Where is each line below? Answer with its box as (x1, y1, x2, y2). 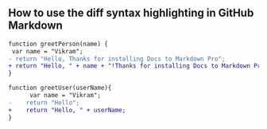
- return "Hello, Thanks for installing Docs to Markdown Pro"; (8, 55, 226, 63)
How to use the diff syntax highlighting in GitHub (8, 6, 254, 20)
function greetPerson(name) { (8, 40, 109, 48)
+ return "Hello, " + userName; (8, 106, 126, 114)
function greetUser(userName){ (8, 84, 112, 92)
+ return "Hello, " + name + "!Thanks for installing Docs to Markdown (8, 62, 250, 70)
